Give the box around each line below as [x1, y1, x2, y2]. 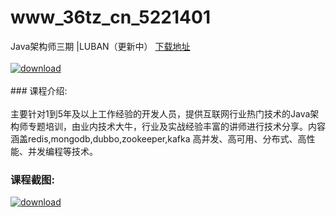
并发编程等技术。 [27, 145, 98, 157]
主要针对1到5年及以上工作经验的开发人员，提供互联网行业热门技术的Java [10, 107, 311, 120]
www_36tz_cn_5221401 [10, 6, 211, 29]
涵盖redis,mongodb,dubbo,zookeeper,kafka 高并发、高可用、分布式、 [10, 132, 298, 145]
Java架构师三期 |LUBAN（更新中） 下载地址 [10, 40, 191, 52]
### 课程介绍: [10, 84, 68, 96]
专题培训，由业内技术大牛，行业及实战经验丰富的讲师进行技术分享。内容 [27, 120, 326, 132]
